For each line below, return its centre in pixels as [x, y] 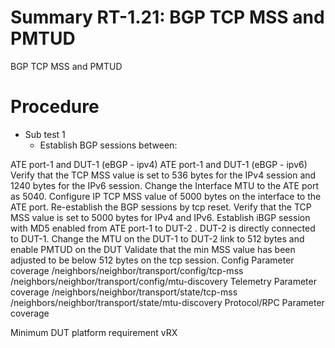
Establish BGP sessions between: [108, 145]
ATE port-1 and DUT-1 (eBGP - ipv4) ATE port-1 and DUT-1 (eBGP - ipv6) [159, 164]
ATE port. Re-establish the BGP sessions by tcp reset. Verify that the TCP [161, 207]
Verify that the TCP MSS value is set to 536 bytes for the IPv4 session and [163, 175]
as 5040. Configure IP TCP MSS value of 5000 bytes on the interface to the [166, 196]
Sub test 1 [45, 134]
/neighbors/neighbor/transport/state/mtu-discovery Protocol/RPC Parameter [167, 302]
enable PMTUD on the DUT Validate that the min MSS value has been [153, 249]
